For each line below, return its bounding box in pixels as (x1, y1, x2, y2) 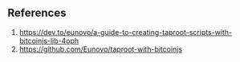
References (7, 6, 67, 20)
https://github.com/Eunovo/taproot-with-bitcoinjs (18, 44, 182, 54)
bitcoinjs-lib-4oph (18, 36, 79, 45)
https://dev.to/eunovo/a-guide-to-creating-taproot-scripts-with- (18, 27, 233, 37)
